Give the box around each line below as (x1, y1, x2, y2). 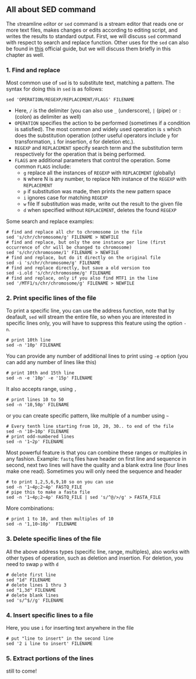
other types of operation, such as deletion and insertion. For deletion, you (6, 554, 184, 561)
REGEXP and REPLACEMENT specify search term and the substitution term (14, 145, 183, 152)
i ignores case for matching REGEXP (23, 194, 108, 201)
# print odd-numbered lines (6, 434, 75, 440)
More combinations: (6, 505, 54, 512)
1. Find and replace (6, 66, 60, 74)
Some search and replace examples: (6, 218, 94, 225)
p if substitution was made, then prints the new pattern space (23, 188, 171, 195)
